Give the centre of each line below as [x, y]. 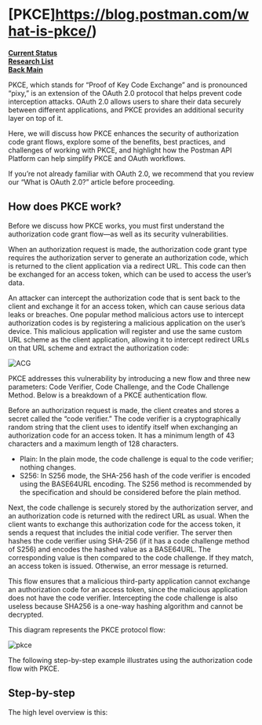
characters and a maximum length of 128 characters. [93, 443]
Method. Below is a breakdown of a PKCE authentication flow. [108, 395]
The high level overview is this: [58, 712]
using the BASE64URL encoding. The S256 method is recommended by [136, 484]
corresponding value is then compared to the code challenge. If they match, [131, 557]
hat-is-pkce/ [50, 31]
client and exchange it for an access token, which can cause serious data [127, 306]
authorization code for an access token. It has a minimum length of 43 [122, 435]
